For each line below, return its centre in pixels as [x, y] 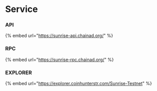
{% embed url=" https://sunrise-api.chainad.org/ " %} [59, 35]
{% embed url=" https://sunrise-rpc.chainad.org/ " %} [60, 59]
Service [22, 9]
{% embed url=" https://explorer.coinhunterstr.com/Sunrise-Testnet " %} [78, 83]
